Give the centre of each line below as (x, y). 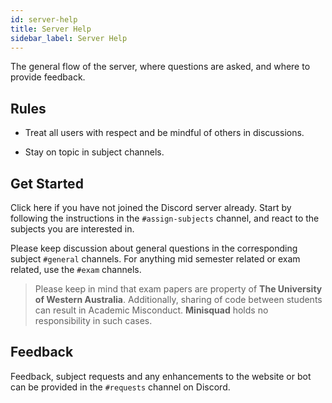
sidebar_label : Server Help (69, 38)
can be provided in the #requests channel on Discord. (120, 387)
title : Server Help (51, 29)
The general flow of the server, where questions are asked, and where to (160, 67)
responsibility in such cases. (93, 320)
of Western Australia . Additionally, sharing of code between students (178, 299)
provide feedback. (48, 77)
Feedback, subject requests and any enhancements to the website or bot (161, 376)
